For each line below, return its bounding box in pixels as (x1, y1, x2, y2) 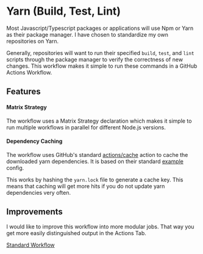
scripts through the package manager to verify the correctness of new (6, 56, 183, 63)
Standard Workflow (6, 241, 55, 249)
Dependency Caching (6, 137, 63, 145)
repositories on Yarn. (6, 37, 59, 45)
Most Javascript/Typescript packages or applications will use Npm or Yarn (6, 24, 194, 32)
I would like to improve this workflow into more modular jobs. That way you (6, 223, 194, 230)
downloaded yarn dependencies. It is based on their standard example (6, 158, 184, 165)
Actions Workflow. (6, 68, 52, 76)
